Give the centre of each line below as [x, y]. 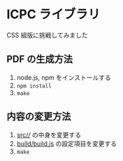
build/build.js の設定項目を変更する [67, 143]
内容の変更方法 [39, 117]
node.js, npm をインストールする [64, 77]
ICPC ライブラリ [53, 14]
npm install [34, 86]
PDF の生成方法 [40, 59]
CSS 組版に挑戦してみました [47, 35]
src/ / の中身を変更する [49, 134]
